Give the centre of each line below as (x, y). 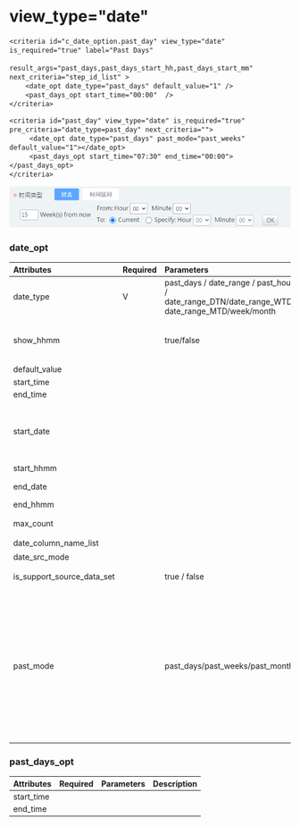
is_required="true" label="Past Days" (81, 50)
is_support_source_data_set (64, 577)
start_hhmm (35, 468)
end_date (30, 486)
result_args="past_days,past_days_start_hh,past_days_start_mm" (131, 68)
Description (175, 783)
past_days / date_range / (210, 282)
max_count (33, 523)
